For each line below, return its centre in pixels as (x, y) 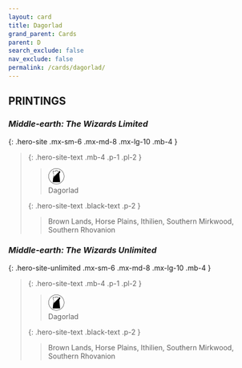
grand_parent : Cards (43, 34)
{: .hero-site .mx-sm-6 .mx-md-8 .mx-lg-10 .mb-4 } (93, 141)
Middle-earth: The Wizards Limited (78, 124)
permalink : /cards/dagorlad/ (57, 68)
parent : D (25, 42)
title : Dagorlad (35, 25)
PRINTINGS (37, 101)
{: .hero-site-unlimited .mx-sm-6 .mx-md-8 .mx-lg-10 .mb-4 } (110, 268)
